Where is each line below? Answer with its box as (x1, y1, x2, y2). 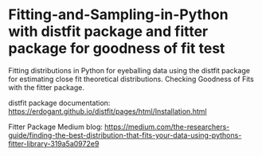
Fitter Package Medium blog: (8, 122, 104, 131)
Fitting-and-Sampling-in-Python (8, 6, 229, 24)
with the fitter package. (8, 82, 85, 92)
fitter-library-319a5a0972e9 (8, 138, 100, 148)
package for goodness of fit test (8, 40, 225, 57)
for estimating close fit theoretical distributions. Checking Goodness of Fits (8, 74, 255, 84)
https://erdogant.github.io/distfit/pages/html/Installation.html (8, 106, 207, 116)
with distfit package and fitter (8, 22, 209, 41)
